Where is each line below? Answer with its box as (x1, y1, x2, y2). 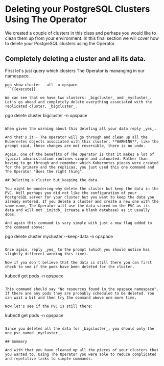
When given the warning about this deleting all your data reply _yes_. (5, 126, 157, 131)
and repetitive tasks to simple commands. (5, 356, 93, 361)
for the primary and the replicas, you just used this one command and (5, 165, 154, 170)
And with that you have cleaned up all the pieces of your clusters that (5, 347, 159, 352)
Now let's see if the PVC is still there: (5, 304, 93, 309)
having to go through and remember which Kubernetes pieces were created (5, 160, 159, 165)
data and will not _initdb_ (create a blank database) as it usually (5, 207, 150, 213)
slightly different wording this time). (5, 251, 89, 256)
